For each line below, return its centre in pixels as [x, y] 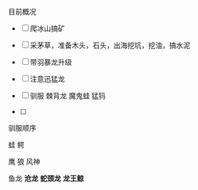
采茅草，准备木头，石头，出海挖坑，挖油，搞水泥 [110, 45]
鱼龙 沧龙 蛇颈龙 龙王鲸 [46, 178]
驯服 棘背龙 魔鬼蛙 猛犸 [68, 96]
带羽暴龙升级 [51, 62]
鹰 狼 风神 [24, 161]
